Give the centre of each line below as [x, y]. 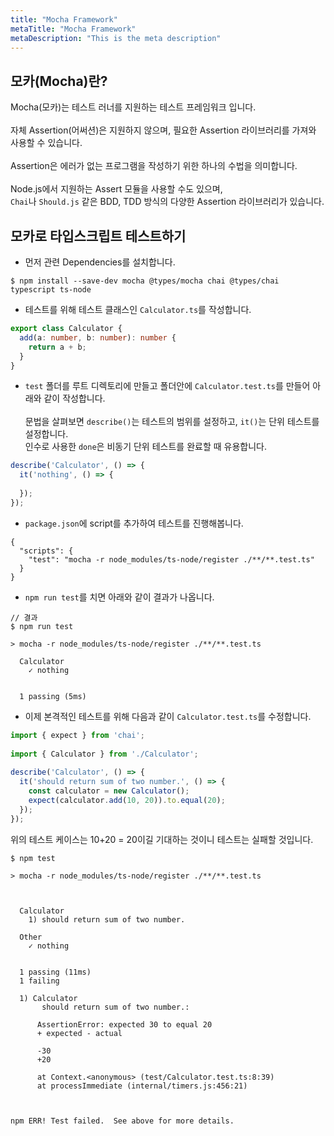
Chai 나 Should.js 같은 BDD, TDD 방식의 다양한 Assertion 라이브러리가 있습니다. [167, 202]
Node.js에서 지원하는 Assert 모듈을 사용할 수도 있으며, [116, 189]
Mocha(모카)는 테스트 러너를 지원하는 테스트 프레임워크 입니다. [133, 107]
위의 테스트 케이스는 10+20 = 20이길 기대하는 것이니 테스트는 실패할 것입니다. [162, 839]
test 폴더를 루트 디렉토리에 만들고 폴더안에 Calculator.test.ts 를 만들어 [167, 386]
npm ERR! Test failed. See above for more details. [122, 1121]
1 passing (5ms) [53, 696]
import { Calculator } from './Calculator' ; [104, 754]
